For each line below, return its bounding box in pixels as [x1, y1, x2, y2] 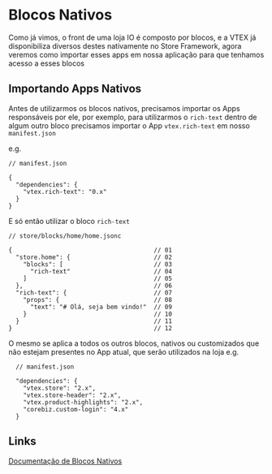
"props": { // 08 [23, 295, 173, 304]
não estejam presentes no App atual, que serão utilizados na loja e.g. [8, 347, 240, 356]
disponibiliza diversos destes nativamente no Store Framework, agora [8, 41, 242, 50]
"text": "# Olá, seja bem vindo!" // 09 [29, 303, 173, 311]
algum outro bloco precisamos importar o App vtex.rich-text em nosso [8, 120, 250, 131]
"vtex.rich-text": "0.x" [23, 187, 107, 196]
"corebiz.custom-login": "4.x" [23, 405, 129, 413]
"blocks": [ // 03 [23, 260, 173, 269]
